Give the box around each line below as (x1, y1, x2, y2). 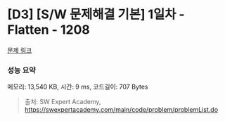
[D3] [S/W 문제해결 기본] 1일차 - (7, 6, 185, 23)
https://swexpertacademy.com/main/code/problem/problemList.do (24, 106, 219, 114)
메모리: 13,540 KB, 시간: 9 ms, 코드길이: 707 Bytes (7, 82, 148, 91)
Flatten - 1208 (7, 22, 90, 38)
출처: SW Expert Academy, (24, 98, 101, 106)
